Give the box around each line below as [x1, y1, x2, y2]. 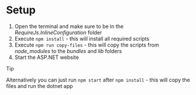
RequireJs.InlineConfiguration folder [14, 29, 102, 36]
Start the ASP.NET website [14, 54, 79, 61]
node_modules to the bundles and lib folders [14, 47, 122, 54]
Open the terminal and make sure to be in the [14, 23, 124, 30]
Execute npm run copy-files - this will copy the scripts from [14, 41, 159, 48]
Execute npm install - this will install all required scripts [14, 35, 150, 42]
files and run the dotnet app [6, 82, 73, 89]
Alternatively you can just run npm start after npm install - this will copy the [6, 76, 190, 83]
